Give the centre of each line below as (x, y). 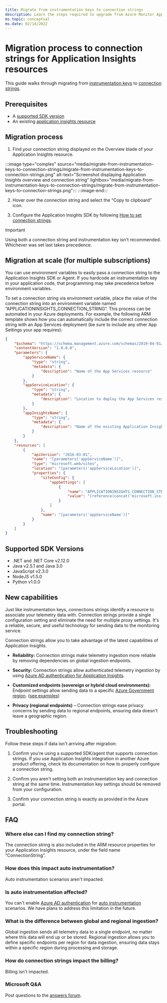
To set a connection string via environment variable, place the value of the (81, 298)
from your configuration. (37, 789)
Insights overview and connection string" (47, 180)
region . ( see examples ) (36, 695)
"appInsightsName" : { (45, 413)
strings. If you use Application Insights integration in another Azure (81, 758)
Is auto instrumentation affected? (46, 892)
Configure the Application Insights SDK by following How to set (77, 215)
